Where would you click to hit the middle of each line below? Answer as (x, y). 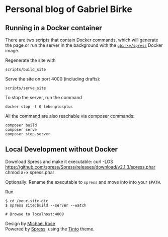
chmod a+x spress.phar (30, 172)
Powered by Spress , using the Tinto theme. (50, 229)
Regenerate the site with (30, 60)
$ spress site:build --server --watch (46, 205)
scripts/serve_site (26, 88)
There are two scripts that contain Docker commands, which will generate (82, 40)
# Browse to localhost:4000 (35, 214)
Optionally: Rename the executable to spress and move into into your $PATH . (83, 182)
